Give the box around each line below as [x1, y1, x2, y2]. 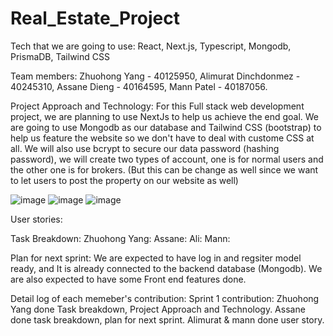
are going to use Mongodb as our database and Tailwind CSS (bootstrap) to [10, 121, 322, 133]
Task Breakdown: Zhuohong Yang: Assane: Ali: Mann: [10, 232, 231, 244]
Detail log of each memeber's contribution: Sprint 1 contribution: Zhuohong [10, 292, 320, 304]
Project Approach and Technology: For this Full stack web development [10, 100, 305, 112]
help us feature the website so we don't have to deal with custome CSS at [10, 132, 315, 144]
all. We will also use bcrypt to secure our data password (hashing [10, 142, 280, 154]
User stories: [10, 213, 63, 225]
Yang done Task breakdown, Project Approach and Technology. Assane [10, 303, 306, 315]
